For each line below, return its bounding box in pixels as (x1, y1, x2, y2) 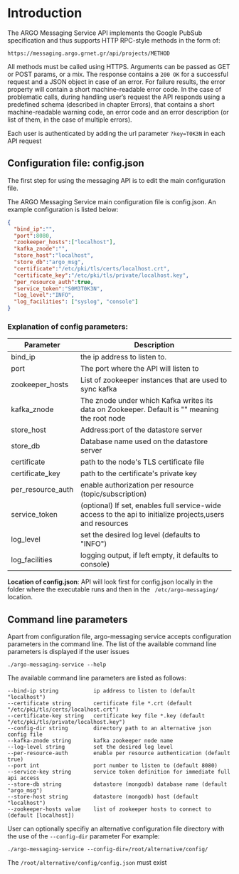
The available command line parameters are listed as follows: (7, 674, 186, 683)
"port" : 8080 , (14, 232, 53, 239)
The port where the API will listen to (80, 364, 199, 374)
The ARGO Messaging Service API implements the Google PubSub (7, 28, 203, 37)
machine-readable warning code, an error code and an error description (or (7, 107, 229, 116)
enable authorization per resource (80, 480, 194, 490)
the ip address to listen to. (80, 352, 167, 362)
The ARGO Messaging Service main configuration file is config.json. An (7, 197, 216, 206)
